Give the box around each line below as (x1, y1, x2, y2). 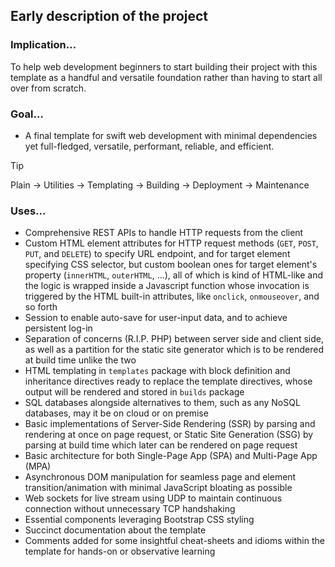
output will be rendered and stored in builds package (24, 386, 245, 398)
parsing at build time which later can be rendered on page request (24, 439, 298, 451)
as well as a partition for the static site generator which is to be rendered (24, 344, 324, 356)
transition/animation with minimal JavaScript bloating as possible (24, 482, 293, 494)
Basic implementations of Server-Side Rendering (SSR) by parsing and (24, 418, 316, 430)
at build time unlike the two (24, 354, 137, 366)
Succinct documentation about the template (24, 524, 207, 536)
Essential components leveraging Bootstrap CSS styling (24, 514, 255, 526)
